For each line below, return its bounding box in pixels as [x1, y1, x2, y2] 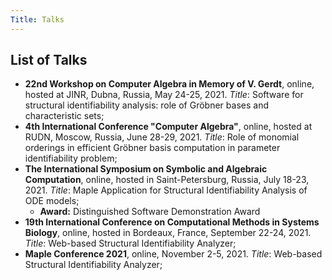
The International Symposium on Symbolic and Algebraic [24, 163, 268, 175]
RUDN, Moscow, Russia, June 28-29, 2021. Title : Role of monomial [24, 131, 300, 143]
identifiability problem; [24, 152, 118, 165]
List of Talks [10, 52, 88, 69]
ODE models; [24, 195, 80, 207]
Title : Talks [10, 14, 65, 25]
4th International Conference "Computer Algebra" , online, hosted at [24, 121, 313, 133]
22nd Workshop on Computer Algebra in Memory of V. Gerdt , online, [24, 78, 315, 90]
